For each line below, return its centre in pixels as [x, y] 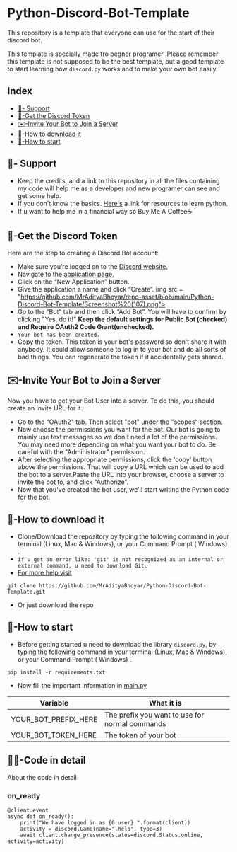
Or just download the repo [55, 605]
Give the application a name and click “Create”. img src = [100, 289]
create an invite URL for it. [45, 408]
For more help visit [44, 572]
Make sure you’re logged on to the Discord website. [92, 267]
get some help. [39, 195]
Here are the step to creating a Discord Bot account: [83, 253]
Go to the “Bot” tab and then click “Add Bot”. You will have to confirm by [122, 312]
